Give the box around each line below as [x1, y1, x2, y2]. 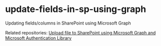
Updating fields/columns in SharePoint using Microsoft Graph [5, 20, 131, 26]
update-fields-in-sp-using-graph [5, 3, 146, 15]
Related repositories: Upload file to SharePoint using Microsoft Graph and [5, 29, 156, 35]
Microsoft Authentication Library [5, 35, 72, 41]
